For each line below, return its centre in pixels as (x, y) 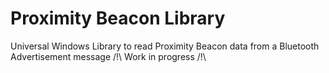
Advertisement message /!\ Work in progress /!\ (108, 56)
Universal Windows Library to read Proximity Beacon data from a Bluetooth (165, 46)
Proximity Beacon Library (118, 18)
